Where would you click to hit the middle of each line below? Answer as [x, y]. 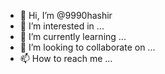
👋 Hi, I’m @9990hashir [66, 15]
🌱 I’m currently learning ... [73, 36]
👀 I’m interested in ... [62, 26]
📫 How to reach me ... [66, 58]
